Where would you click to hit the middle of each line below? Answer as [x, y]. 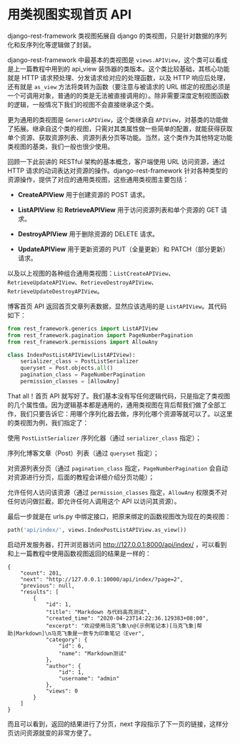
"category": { [66, 640]
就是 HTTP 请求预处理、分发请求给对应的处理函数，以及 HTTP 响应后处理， [119, 77]
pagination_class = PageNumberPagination [82, 375]
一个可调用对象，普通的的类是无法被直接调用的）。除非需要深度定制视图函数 [119, 95]
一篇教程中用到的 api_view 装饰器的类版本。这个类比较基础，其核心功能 [125, 69]
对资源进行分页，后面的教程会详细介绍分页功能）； [81, 477]
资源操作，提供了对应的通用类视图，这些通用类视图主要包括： [98, 179]
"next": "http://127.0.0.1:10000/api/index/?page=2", [102, 579]
